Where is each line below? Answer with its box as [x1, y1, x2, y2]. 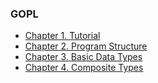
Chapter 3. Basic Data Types [24, 51, 143, 63]
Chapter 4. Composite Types [24, 62, 144, 74]
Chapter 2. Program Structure [24, 40, 148, 52]
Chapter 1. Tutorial [24, 30, 101, 42]
